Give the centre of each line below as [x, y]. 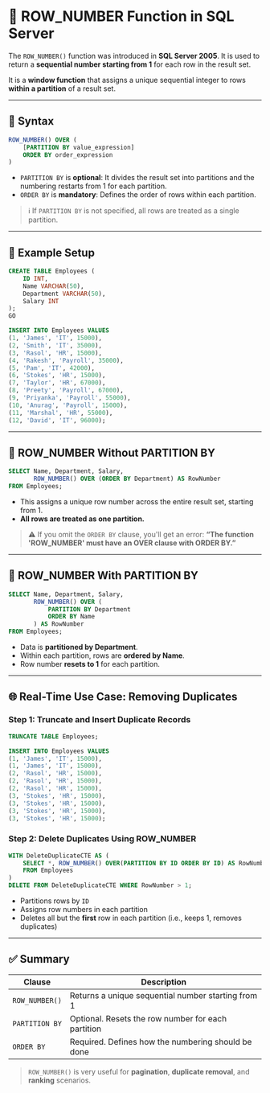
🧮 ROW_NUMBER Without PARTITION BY [112, 452]
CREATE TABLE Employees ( [51, 271]
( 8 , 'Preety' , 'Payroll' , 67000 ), [66, 390]
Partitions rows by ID [55, 901]
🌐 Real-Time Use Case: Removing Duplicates [123, 697]
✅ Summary [39, 959]
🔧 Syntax [31, 121]
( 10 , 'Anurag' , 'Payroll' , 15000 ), [68, 405]
